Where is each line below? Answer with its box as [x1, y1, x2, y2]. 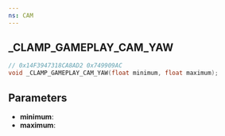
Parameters [8, 91, 68, 104]
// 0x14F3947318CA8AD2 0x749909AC [8, 62, 123, 70]
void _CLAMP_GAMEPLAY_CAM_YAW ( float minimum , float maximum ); [8, 69, 219, 77]
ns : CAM [8, 11, 34, 20]
